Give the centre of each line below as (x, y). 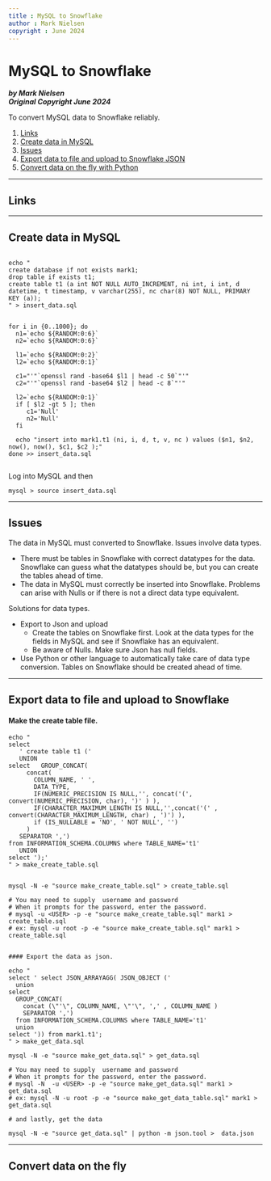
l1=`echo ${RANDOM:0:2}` (57, 355)
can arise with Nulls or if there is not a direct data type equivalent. (129, 593)
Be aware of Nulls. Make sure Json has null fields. (115, 650)
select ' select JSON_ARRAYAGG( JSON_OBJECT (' (90, 978)
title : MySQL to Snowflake (56, 16)
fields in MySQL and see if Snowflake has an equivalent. (125, 641)
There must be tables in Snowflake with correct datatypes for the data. (138, 558)
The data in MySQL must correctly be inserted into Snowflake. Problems (140, 584)
